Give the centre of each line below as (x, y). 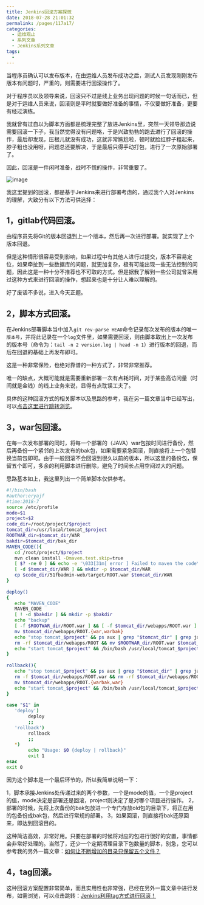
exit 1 (36, 756)
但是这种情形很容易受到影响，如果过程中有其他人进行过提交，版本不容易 (97, 257)
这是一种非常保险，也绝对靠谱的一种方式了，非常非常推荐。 (81, 365)
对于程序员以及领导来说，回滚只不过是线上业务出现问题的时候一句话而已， (99, 95)
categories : (21, 29)
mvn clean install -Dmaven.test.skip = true (69, 558)
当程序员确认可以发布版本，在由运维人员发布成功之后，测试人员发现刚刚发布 (102, 75)
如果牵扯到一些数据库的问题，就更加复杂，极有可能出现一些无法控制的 (104, 265)
